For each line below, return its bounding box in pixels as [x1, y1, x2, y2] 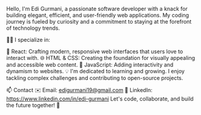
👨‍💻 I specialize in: [6, 36, 50, 43]
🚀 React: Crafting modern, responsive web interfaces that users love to [6, 48, 183, 55]
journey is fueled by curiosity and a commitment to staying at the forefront [6, 18, 192, 25]
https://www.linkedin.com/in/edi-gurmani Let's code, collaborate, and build [6, 95, 194, 102]
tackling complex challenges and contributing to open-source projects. [6, 74, 183, 81]
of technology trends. [6, 24, 61, 31]
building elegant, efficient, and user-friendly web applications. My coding [6, 11, 189, 19]
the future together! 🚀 [6, 102, 61, 108]
